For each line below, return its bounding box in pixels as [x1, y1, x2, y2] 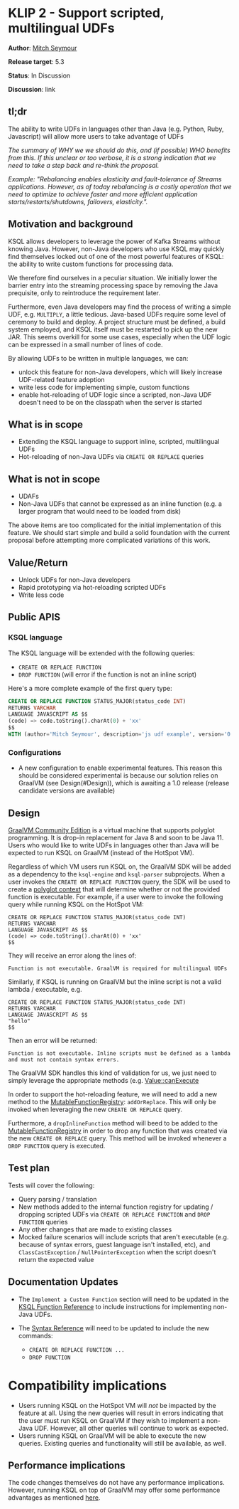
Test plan [8, 1162, 50, 1175]
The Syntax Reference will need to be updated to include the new [18, 1323, 210, 1332]
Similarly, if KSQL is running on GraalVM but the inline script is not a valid [8, 978, 222, 986]
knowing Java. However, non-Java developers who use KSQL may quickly [8, 244, 225, 253]
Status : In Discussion [8, 71, 71, 80]
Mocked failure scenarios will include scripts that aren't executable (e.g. [18, 1232, 229, 1241]
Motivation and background [8, 218, 133, 231]
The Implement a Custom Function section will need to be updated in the [18, 1295, 229, 1303]
